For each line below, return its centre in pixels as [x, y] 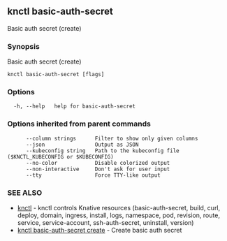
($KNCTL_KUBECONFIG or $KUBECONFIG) [60, 156]
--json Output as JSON [82, 145]
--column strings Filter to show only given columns [112, 138]
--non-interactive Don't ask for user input [98, 169]
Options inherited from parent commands [79, 124]
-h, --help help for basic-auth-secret [75, 107]
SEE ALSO [25, 193]
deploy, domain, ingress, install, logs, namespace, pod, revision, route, [118, 215]
